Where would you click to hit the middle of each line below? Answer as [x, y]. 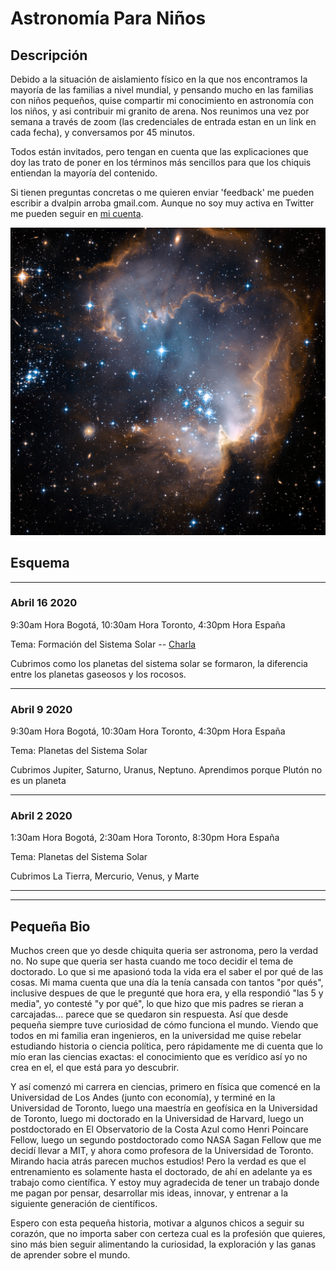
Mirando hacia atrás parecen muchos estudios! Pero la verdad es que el [158, 1161]
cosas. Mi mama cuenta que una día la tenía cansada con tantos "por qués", [167, 983]
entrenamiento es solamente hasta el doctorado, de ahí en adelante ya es [161, 1172]
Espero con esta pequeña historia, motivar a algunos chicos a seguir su [157, 1223]
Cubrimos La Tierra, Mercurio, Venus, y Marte [105, 876]
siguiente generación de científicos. [84, 1204]
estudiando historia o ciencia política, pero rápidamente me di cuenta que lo [166, 1046]
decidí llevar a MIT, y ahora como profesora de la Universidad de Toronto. [162, 1151]
